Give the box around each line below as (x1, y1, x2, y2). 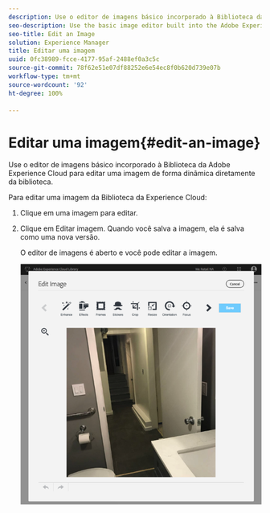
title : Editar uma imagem (8, 47, 95, 55)
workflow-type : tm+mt (8, 72, 81, 80)
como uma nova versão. (19, 232, 100, 242)
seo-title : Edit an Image (8, 30, 95, 38)
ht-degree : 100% (8, 89, 63, 97)
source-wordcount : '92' (8, 80, 88, 88)
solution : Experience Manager (8, 39, 110, 47)
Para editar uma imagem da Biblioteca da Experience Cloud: (8, 193, 207, 203)
